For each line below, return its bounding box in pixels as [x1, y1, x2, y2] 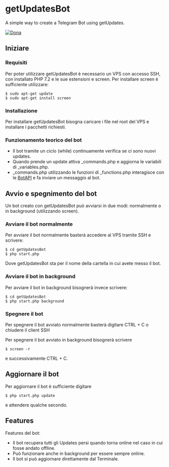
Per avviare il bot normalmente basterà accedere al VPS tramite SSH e [5, 232, 151, 238]
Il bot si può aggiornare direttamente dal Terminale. [12, 455, 120, 461]
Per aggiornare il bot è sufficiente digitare [5, 383, 92, 389]
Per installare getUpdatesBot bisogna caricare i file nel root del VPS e [5, 118, 149, 124]
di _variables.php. [12, 164, 49, 170]
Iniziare [5, 44, 29, 53]
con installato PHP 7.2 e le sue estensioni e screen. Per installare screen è [5, 76, 158, 82]
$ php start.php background [5, 298, 65, 304]
